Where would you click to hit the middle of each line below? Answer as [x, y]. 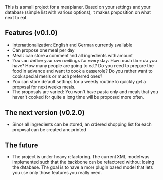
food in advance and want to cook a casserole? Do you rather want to [82, 71]
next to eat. [17, 17]
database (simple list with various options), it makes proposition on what [78, 12]
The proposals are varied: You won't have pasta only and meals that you [85, 92]
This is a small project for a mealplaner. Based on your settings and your [78, 7]
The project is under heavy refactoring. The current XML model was [81, 157]
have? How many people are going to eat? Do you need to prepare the [83, 65]
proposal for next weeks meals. [44, 87]
